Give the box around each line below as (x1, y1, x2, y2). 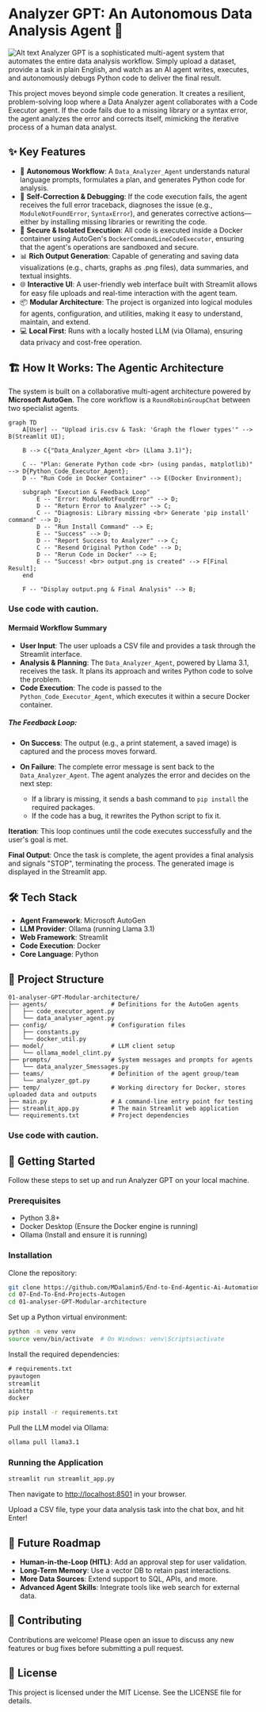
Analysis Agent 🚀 (8, 21, 124, 40)
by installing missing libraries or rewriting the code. (40, 217, 207, 226)
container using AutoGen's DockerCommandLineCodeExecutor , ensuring (19, 233, 245, 243)
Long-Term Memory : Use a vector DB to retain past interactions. (19, 1566, 231, 1576)
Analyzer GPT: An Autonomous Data (8, 5, 253, 23)
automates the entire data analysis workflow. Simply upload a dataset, (8, 56, 237, 66)
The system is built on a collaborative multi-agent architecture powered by (8, 386, 252, 396)
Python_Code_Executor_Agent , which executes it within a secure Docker (19, 691, 251, 701)
